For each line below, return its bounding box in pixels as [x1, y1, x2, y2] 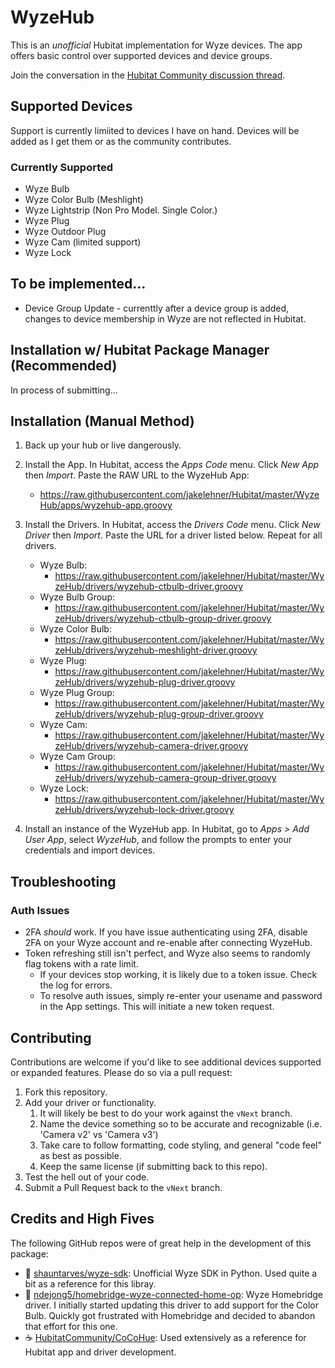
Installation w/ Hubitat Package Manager [10, 342, 270, 359]
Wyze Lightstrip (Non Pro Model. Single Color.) [24, 204, 218, 216]
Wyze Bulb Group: [39, 591, 115, 603]
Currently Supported [10, 160, 114, 174]
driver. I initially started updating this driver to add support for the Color [24, 1299, 319, 1311]
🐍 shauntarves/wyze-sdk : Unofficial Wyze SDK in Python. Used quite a [24, 1267, 318, 1279]
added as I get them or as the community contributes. [10, 135, 232, 147]
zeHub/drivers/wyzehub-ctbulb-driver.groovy [54, 581, 244, 593]
